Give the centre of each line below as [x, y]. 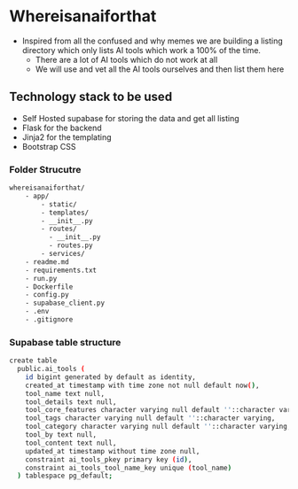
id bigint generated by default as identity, [111, 377]
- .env [37, 312]
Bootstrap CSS [49, 146]
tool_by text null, [61, 435]
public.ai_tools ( [51, 369]
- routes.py [71, 245]
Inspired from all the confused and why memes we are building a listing [153, 41]
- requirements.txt [61, 270]
